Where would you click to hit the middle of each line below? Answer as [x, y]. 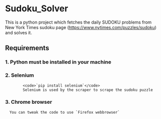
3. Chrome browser [29, 102]
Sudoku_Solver [37, 9]
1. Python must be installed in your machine [58, 62]
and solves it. [18, 32]
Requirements [27, 48]
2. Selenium [20, 75]
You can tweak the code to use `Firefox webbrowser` [65, 112]
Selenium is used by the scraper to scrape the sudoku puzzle [88, 90]
